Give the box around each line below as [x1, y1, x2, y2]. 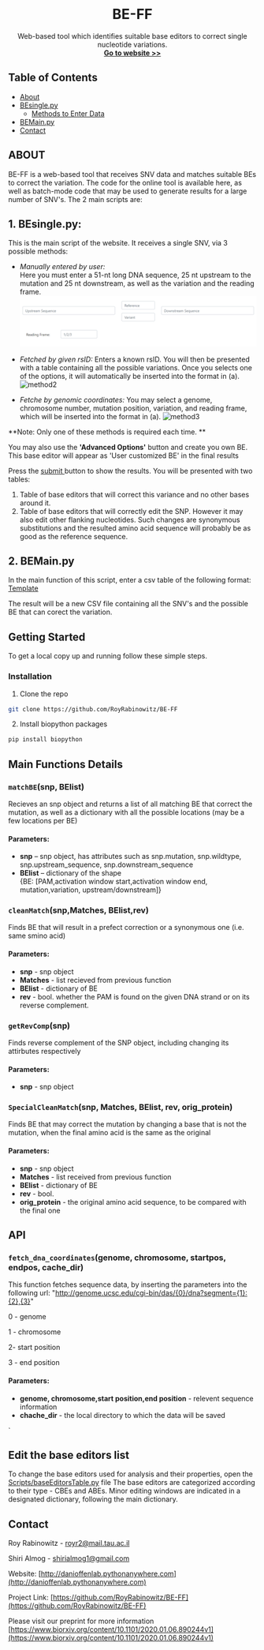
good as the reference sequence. [19, 531, 128, 541]
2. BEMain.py [8, 554, 75, 568]
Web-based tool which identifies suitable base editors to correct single [17, 31, 248, 40]
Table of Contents [8, 71, 99, 84]
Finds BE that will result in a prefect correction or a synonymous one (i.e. [8, 923, 244, 932]
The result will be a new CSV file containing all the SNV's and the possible [8, 599, 249, 609]
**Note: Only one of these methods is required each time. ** [8, 427, 206, 437]
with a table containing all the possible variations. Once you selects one [19, 362, 252, 372]
